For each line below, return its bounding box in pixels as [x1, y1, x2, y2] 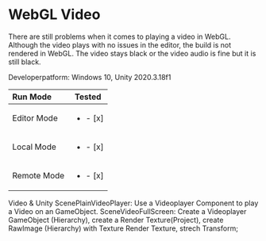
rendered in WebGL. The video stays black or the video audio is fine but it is [8, 48, 256, 58]
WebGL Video [8, 6, 101, 24]
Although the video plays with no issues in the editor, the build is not [8, 40, 232, 49]
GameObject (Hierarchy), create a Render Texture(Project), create [8, 215, 224, 224]
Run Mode [12, 91, 52, 102]
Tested [74, 91, 102, 102]
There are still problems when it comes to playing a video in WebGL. [8, 32, 231, 41]
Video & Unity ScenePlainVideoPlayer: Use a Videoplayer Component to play [8, 198, 259, 208]
